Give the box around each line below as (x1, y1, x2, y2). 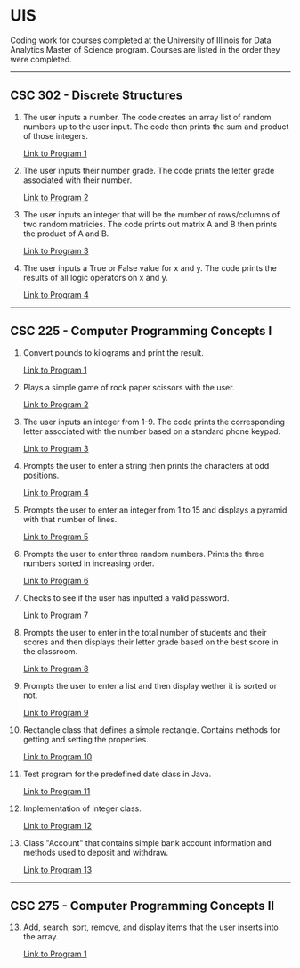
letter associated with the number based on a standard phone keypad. (22, 425, 281, 437)
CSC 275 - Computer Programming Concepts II (10, 898, 275, 914)
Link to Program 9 (22, 707, 89, 718)
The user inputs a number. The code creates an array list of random (22, 111, 272, 122)
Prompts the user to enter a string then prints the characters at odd (22, 460, 270, 471)
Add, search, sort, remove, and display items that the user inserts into (22, 922, 279, 932)
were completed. (10, 53, 72, 64)
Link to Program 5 (22, 531, 89, 542)
